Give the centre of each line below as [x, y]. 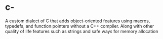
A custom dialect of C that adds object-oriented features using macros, [78, 21]
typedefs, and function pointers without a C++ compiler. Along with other [80, 26]
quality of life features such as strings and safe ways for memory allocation [82, 31]
